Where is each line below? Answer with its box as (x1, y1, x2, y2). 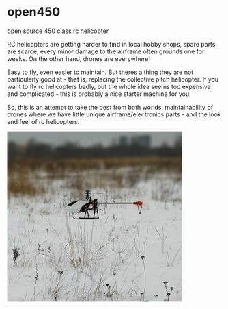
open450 (7, 4, 61, 20)
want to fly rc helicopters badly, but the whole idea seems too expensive (7, 82, 212, 90)
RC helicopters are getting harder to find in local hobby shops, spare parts (7, 40, 216, 48)
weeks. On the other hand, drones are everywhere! (7, 54, 150, 62)
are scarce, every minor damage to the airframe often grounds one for (7, 47, 205, 55)
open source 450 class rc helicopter (7, 27, 109, 35)
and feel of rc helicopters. (7, 117, 80, 125)
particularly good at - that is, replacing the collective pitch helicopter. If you (7, 75, 219, 83)
